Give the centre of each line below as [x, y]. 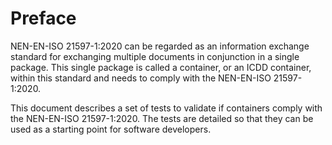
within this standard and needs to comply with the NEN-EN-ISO [141, 78]
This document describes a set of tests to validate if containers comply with [166, 108]
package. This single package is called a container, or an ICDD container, [161, 67]
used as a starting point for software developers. [111, 129]
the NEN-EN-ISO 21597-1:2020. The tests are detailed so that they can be [162, 118]
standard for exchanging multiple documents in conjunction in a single [155, 56]
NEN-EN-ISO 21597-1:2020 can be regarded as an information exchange [160, 46]
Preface [43, 18]
